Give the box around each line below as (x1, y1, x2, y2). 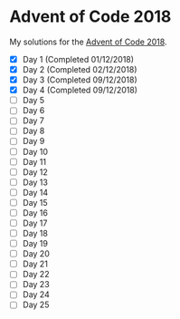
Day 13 (22, 177, 48, 188)
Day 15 (22, 197, 48, 208)
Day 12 (22, 166, 48, 178)
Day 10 (22, 146, 48, 157)
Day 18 (22, 228, 48, 238)
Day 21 (22, 258, 48, 269)
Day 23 (22, 279, 50, 290)
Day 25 (22, 299, 50, 310)
